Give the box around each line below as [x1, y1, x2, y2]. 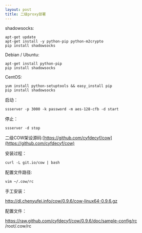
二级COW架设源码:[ [5, 135, 44, 141]
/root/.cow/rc [5, 223, 32, 229]
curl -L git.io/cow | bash [5, 160, 60, 165]
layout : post [5, 7, 32, 12]
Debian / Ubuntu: [5, 52, 40, 58]
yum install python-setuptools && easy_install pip [5, 84, 112, 88]
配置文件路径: [5, 169, 33, 175]
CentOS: [5, 74, 22, 80]
